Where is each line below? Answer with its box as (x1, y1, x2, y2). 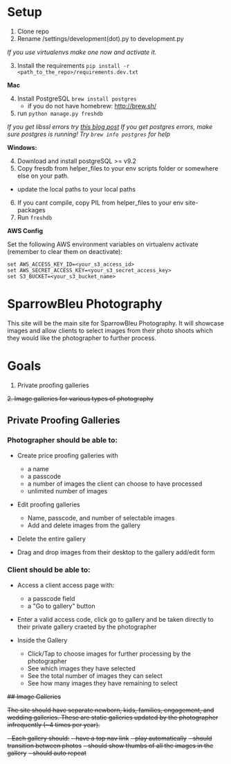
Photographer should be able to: (7, 435, 118, 445)
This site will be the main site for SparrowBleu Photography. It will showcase (7, 319, 225, 327)
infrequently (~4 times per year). (7, 720, 100, 729)
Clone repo (17, 27, 50, 35)
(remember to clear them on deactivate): (7, 247, 123, 255)
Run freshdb (17, 213, 53, 221)
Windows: (7, 143, 37, 151)
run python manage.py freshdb (17, 109, 104, 117)
